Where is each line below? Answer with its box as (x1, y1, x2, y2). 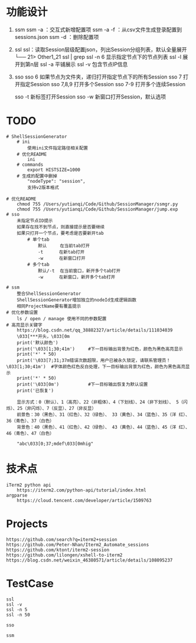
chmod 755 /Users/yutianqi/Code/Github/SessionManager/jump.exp (17, 206, 178, 212)
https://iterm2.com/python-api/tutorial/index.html (17, 487, 146, 493)
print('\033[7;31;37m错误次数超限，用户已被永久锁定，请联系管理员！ (17, 357, 171, 363)
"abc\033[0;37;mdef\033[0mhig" (17, 441, 94, 447)
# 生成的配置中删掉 (17, 173, 58, 179)
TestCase (6, 576, 54, 590)
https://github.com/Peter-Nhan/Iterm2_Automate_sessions (6, 542, 149, 547)
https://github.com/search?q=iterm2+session (6, 536, 117, 543)
